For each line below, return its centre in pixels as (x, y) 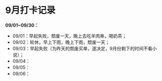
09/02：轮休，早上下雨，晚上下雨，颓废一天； (61, 42)
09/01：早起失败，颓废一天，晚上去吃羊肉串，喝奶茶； (69, 36)
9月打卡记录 (30, 10)
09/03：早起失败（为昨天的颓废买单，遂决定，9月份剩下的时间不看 (83, 48)
